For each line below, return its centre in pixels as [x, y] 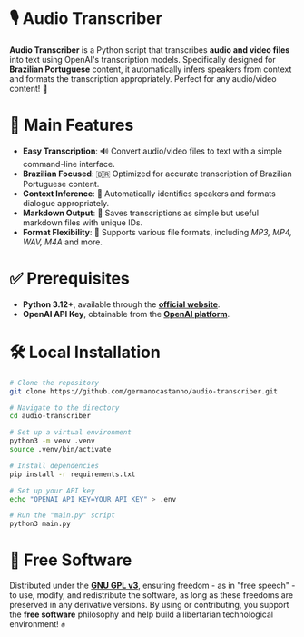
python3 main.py [40, 524]
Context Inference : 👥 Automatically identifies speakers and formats [149, 194]
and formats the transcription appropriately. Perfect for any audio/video [143, 78]
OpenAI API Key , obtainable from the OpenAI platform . [126, 314]
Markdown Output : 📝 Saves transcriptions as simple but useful [141, 213]
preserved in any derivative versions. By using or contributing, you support [149, 605]
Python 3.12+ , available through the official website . [121, 304]
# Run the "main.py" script [63, 515]
